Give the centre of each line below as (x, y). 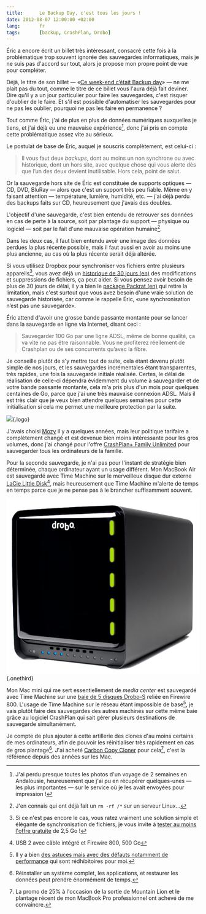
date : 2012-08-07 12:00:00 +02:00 (51, 19)
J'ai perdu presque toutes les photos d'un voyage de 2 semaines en (101, 774)
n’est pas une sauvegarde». (41, 306)
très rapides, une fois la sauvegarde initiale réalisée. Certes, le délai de (96, 374)
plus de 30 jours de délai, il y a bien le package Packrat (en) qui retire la (97, 286)
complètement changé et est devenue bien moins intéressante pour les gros (102, 438)
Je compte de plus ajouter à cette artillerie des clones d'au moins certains (100, 736)
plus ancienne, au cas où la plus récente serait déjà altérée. (81, 254)
